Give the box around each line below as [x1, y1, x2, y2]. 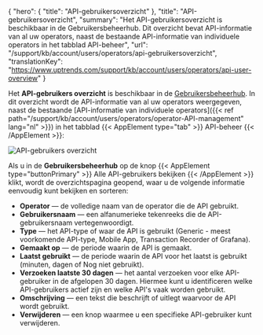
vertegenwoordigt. [74, 218, 134, 227]
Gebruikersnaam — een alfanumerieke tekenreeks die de [19, 210, 206, 219]
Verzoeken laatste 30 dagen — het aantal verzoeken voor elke [19, 268, 224, 278]
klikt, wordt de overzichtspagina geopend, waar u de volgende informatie [8, 178, 245, 187]
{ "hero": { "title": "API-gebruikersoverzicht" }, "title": [8, 7, 179, 16]
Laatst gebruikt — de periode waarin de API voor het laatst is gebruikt [19, 252, 247, 260]
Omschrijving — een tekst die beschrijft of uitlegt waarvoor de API [19, 293, 236, 302]
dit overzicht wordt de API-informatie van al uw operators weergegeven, [8, 98, 242, 106]
